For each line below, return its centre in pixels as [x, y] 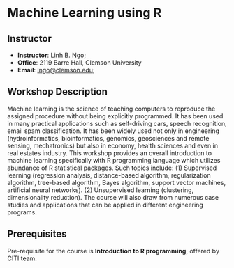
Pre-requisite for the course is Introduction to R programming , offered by [114, 251]
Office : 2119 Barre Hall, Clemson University [79, 63]
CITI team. [22, 258]
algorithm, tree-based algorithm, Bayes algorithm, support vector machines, [116, 182]
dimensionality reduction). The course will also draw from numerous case [113, 197]
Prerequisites [37, 234]
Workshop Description [58, 92]
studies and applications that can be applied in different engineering [105, 205]
